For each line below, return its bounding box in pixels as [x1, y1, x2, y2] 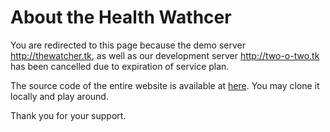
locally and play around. [10, 90, 109, 102]
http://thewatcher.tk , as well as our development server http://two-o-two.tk [10, 49, 320, 61]
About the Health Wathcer [10, 6, 232, 29]
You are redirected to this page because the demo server [10, 39, 246, 51]
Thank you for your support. [10, 109, 127, 121]
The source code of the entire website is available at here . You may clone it [10, 79, 320, 91]
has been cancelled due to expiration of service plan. [10, 60, 230, 72]
